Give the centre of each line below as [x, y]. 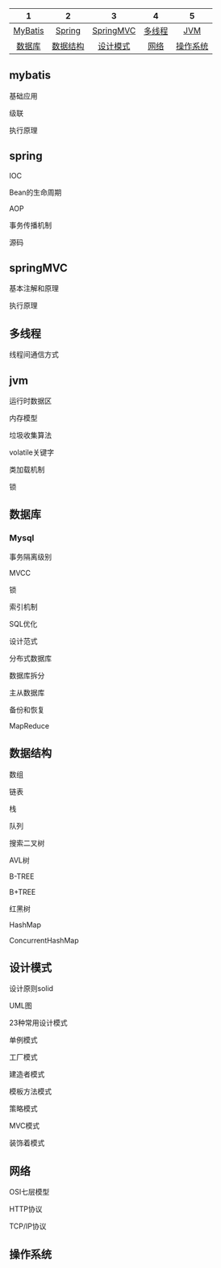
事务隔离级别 [30, 556]
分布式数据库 [30, 658]
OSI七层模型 [29, 1192]
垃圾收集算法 [30, 435]
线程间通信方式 [34, 355]
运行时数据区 [30, 401]
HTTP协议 [26, 1209]
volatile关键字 [32, 452]
